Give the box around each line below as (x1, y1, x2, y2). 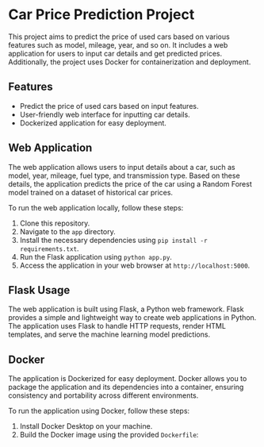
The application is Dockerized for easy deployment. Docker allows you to (8, 374, 247, 383)
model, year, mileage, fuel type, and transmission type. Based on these (8, 171, 240, 180)
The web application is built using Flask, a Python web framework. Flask (8, 304, 244, 314)
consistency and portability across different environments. (8, 391, 199, 400)
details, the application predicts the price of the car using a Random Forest (8, 179, 252, 188)
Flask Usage (8, 283, 71, 297)
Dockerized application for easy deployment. (19, 118, 166, 128)
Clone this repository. (19, 218, 90, 228)
